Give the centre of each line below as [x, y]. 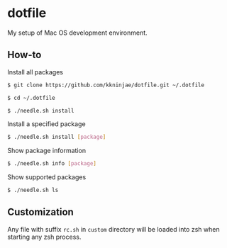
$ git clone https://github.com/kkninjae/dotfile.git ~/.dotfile [106, 85]
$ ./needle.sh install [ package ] [57, 137]
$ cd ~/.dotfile [31, 98]
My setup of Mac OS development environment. [77, 33]
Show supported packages [47, 177]
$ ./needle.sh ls [33, 190]
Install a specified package [47, 124]
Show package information [47, 151]
